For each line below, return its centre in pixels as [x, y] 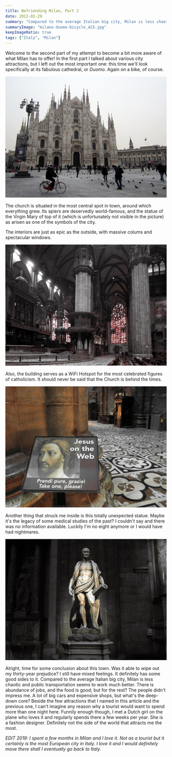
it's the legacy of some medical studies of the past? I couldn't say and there [85, 521]
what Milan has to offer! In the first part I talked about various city [74, 58]
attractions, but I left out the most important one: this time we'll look [77, 64]
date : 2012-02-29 [24, 16]
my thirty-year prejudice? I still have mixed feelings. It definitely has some [83, 674]
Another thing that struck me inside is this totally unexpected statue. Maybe [85, 516]
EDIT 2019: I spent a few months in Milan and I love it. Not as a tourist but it [85, 738]
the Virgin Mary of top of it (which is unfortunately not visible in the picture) [85, 217]
